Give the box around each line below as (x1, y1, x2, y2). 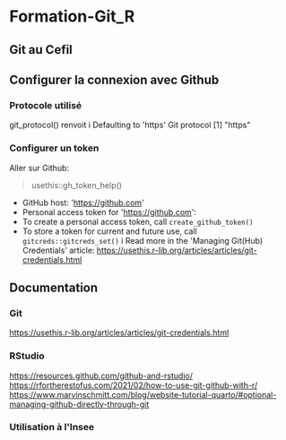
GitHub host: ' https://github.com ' (22, 197, 145, 208)
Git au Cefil (9, 42, 74, 57)
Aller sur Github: (9, 162, 70, 173)
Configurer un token (9, 142, 100, 154)
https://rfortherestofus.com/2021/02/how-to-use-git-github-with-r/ (9, 379, 258, 391)
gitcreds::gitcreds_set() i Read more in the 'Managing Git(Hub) (22, 235, 264, 246)
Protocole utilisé (9, 99, 82, 111)
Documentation (9, 280, 99, 295)
